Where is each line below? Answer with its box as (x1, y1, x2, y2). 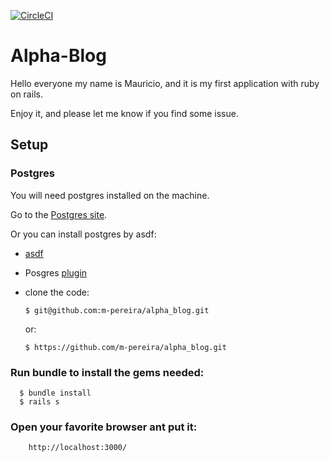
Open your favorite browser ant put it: (10, 420, 198, 434)
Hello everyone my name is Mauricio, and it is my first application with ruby (10, 77, 320, 89)
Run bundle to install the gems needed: (10, 365, 205, 379)
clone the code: (24, 286, 90, 298)
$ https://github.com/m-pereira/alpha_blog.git (24, 342, 227, 352)
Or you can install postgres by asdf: (10, 228, 157, 240)
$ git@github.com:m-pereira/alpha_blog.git (24, 305, 210, 315)
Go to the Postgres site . (10, 208, 108, 220)
